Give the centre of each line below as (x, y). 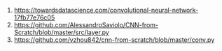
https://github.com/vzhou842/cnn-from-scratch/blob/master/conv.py (114, 40)
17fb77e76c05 (34, 17)
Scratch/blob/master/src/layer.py (62, 32)
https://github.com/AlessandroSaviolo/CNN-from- (86, 25)
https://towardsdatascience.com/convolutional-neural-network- (106, 10)
